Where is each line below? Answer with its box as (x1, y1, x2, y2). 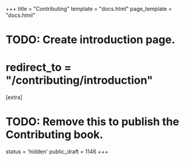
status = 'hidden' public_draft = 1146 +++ (5, 148, 109, 156)
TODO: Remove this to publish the (5, 115, 180, 129)
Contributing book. (5, 128, 104, 142)
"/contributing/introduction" (5, 74, 153, 87)
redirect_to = (5, 61, 72, 75)
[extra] (5, 94, 22, 101)
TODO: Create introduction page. (5, 33, 175, 47)
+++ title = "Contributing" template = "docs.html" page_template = (5, 5, 172, 12)
